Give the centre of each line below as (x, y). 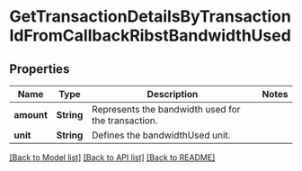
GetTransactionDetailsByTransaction (151, 17)
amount (31, 115)
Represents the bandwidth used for (166, 109)
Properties (40, 69)
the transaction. (124, 121)
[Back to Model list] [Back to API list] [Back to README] (112, 157)
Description (173, 94)
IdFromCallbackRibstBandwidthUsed (151, 36)
